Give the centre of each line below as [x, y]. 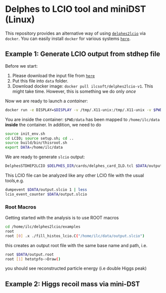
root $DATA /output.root [30, 254]
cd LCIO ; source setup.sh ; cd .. [40, 138]
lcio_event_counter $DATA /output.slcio [46, 194]
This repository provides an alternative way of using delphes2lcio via [75, 33]
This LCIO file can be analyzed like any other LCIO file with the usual [75, 175]
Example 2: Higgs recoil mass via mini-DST [73, 284]
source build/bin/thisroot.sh [36, 143]
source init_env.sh [25, 134]
